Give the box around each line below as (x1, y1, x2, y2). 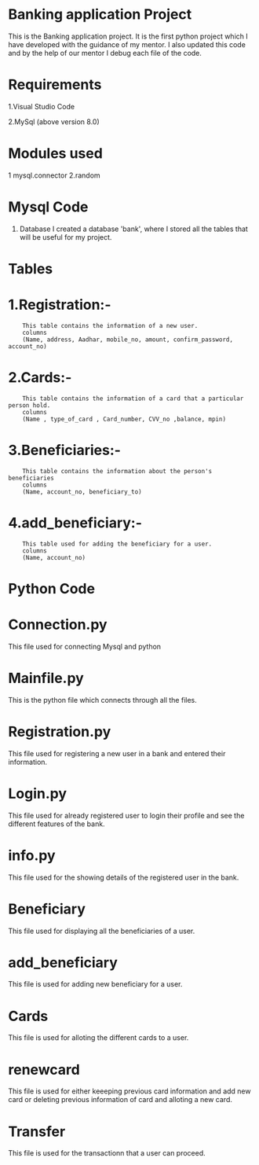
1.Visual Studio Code (8, 101, 75, 111)
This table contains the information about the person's (22, 467, 213, 475)
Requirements (8, 76, 102, 94)
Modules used (8, 145, 104, 163)
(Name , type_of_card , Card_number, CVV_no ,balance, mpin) (22, 415, 226, 423)
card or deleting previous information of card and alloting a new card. (8, 1095, 233, 1104)
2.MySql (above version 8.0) (8, 116, 100, 127)
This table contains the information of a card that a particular (22, 395, 244, 402)
